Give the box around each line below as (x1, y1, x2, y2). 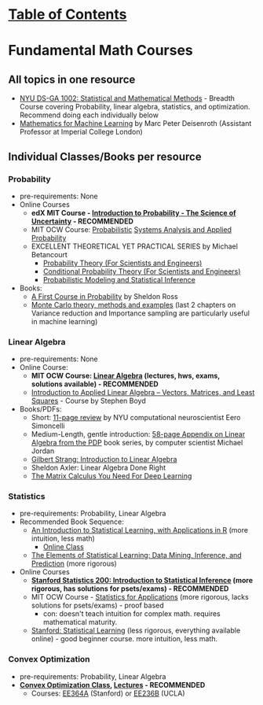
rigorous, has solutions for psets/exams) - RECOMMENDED (31, 584, 229, 593)
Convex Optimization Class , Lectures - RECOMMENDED (19, 680, 206, 689)
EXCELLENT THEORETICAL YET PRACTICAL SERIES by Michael (31, 242, 238, 251)
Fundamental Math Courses (8, 42, 194, 60)
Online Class (42, 542, 84, 552)
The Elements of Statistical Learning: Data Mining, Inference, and (31, 551, 242, 560)
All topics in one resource (8, 72, 136, 86)
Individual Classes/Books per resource (8, 149, 202, 163)
